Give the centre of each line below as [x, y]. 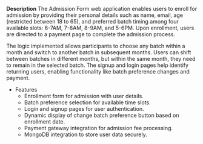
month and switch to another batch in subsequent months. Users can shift [99, 52]
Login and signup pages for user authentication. [84, 109]
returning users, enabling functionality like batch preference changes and [98, 71]
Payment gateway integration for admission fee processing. [98, 128]
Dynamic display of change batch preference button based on [101, 115]
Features [26, 89]
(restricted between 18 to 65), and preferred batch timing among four [92, 21]
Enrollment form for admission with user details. [84, 96]
